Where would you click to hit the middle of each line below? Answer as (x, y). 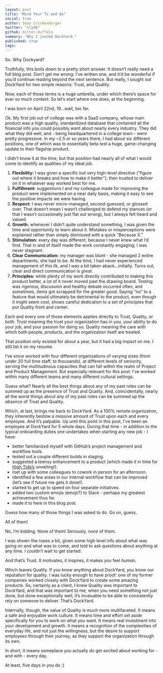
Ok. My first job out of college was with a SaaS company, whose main (75, 118)
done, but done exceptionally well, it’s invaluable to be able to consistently (79, 595)
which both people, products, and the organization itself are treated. (73, 332)
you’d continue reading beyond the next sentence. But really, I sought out (78, 79)
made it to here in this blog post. (44, 503)
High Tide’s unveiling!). (35, 466)
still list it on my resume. (29, 346)
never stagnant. (28, 250)
